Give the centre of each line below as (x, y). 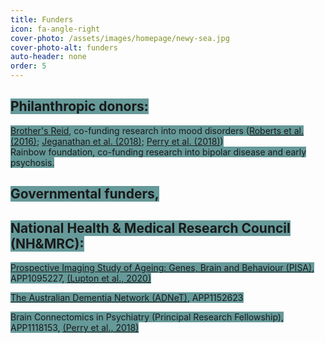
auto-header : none (48, 57)
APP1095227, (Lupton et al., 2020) (81, 278)
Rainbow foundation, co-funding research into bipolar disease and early (158, 152)
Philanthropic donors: (79, 106)
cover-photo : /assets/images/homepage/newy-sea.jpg (120, 38)
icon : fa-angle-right (55, 29)
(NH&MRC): (47, 243)
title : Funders (42, 19)
